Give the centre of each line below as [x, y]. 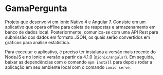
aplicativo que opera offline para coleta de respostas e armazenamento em [80, 27]
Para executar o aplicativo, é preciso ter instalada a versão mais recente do [81, 52]
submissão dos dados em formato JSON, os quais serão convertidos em [78, 37]
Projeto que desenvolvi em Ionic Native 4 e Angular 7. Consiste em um [75, 22]
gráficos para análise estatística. [38, 42]
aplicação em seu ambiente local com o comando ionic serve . [68, 67]
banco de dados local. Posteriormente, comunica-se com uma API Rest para [82, 32]
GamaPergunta [36, 8]
